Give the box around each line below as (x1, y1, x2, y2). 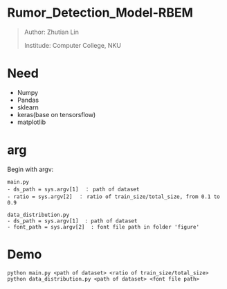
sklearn (17, 103, 39, 112)
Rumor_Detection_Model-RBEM (7, 5, 194, 21)
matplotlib (17, 118, 46, 126)
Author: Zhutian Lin (24, 28, 80, 36)
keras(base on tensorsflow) (17, 110, 96, 119)
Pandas (17, 96, 39, 104)
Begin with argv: (7, 165, 54, 173)
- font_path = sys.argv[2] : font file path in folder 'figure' (7, 223, 199, 230)
